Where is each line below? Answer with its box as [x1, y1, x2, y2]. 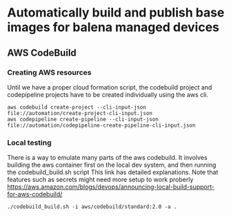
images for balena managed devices [7, 19, 219, 35]
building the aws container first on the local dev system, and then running [7, 161, 217, 169]
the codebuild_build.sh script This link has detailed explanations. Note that [7, 168, 219, 176]
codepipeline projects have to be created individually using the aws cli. [7, 90, 209, 99]
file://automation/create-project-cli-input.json [7, 110, 153, 116]
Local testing [7, 138, 52, 147]
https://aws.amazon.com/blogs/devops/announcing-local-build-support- [7, 183, 215, 191]
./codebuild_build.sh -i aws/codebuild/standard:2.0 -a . [7, 203, 177, 211]
